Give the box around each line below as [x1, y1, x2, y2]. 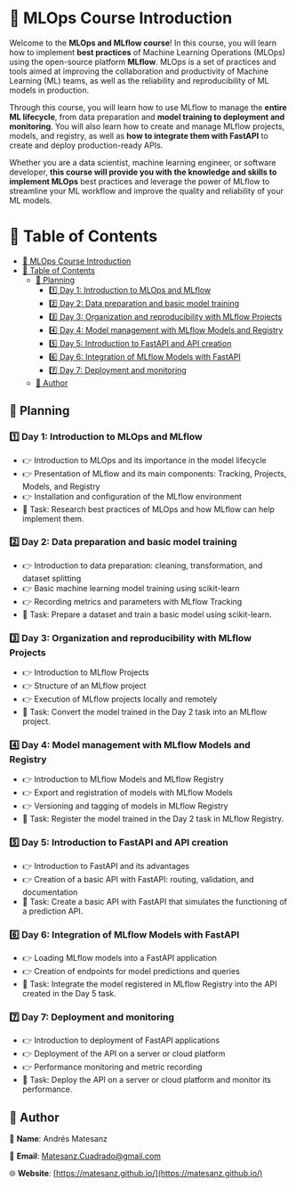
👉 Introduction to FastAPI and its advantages [21, 860, 189, 871]
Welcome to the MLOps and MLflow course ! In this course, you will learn [9, 37, 277, 48]
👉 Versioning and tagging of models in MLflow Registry [21, 801, 228, 811]
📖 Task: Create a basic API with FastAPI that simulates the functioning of [21, 896, 287, 907]
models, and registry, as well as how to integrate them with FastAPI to [9, 130, 268, 141]
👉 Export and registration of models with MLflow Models [21, 787, 233, 798]
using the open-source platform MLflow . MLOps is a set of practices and [9, 56, 277, 67]
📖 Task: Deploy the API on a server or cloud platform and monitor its [21, 1075, 271, 1085]
